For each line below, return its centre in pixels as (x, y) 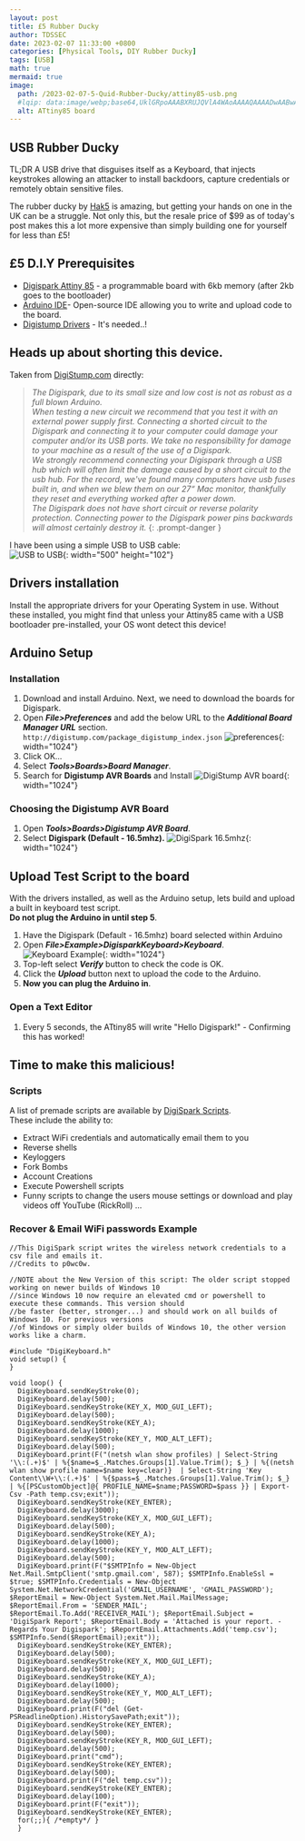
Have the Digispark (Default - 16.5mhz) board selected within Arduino (152, 935)
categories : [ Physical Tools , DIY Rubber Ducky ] (103, 52)
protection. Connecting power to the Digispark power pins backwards (162, 518)
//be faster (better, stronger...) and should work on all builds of (144, 1311)
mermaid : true (36, 77)
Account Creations (58, 1176)
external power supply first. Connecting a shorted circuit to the (149, 421)
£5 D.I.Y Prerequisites (72, 264)
